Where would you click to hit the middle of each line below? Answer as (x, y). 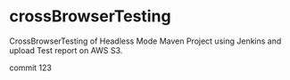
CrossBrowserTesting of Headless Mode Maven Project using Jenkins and (145, 41)
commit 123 (30, 68)
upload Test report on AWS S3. (66, 50)
